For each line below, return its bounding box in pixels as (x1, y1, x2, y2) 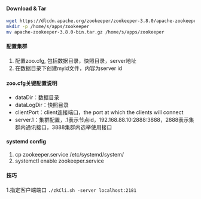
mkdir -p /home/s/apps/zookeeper (6, 24, 90, 30)
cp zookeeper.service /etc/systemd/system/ (14, 151, 124, 158)
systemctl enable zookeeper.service (14, 157, 105, 164)
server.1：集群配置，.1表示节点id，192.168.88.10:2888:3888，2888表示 (14, 117, 190, 124)
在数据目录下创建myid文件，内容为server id (14, 65, 123, 72)
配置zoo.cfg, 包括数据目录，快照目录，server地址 (14, 57, 136, 65)
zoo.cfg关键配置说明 (6, 79, 57, 87)
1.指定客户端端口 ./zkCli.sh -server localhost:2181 (6, 186, 136, 194)
